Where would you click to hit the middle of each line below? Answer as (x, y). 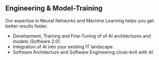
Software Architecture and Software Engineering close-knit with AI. (83, 52)
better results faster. (27, 26)
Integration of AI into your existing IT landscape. (63, 47)
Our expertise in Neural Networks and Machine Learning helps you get (80, 20)
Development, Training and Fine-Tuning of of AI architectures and (82, 36)
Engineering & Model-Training (54, 8)
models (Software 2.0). (37, 41)
